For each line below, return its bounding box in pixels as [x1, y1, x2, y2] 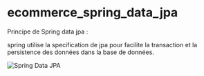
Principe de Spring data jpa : [7, 27, 89, 36]
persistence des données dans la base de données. [7, 48, 154, 56]
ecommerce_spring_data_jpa [7, 5, 178, 21]
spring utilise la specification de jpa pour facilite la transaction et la [7, 40, 198, 49]
